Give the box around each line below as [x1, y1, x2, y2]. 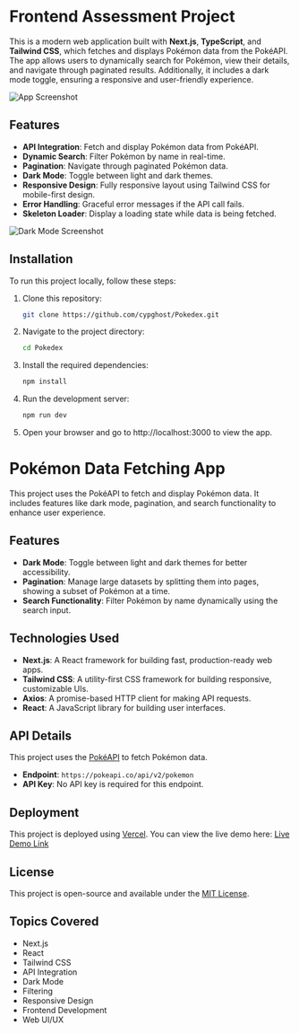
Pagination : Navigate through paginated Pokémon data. [21, 160, 228, 171]
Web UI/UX [21, 1014, 64, 1025]
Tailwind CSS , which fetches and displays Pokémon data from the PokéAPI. [9, 45, 288, 56]
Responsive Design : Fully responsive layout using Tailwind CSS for [21, 179, 270, 190]
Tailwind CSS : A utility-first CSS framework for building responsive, [21, 673, 272, 684]
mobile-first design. [21, 188, 96, 199]
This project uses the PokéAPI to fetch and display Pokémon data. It [9, 488, 260, 499]
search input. [21, 604, 72, 616]
